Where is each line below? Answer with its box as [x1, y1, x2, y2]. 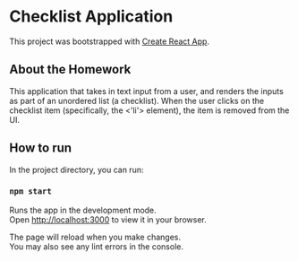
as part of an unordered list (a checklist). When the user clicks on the [9, 95, 265, 106]
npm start [9, 187, 52, 196]
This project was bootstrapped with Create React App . [9, 36, 210, 47]
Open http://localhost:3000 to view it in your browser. [9, 213, 208, 225]
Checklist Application [9, 6, 174, 27]
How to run [9, 141, 72, 156]
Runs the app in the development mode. [9, 204, 157, 215]
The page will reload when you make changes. [9, 231, 182, 242]
